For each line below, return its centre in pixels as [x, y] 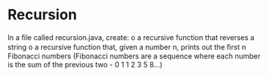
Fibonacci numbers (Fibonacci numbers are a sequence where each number [134, 56]
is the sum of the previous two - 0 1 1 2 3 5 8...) [85, 64]
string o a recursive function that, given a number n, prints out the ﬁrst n [127, 47]
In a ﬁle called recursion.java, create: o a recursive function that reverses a [131, 37]
